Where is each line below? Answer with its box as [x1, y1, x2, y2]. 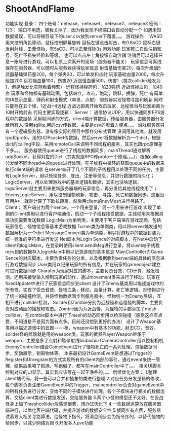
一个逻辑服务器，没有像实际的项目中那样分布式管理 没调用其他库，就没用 [9, 128, 162, 134]
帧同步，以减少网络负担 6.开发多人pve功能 [5, 419, 94, 426]
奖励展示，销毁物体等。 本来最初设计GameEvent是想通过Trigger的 [14, 350, 152, 356]
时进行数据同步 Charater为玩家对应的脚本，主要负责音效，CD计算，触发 [5, 267, 155, 274]
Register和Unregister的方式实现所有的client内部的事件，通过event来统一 [5, 356, 156, 363]
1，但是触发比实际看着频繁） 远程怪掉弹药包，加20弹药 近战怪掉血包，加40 [5, 84, 163, 90]
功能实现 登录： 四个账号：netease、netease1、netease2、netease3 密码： [5, 20, 163, 26]
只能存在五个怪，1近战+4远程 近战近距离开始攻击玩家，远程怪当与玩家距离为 [5, 102, 165, 109]
